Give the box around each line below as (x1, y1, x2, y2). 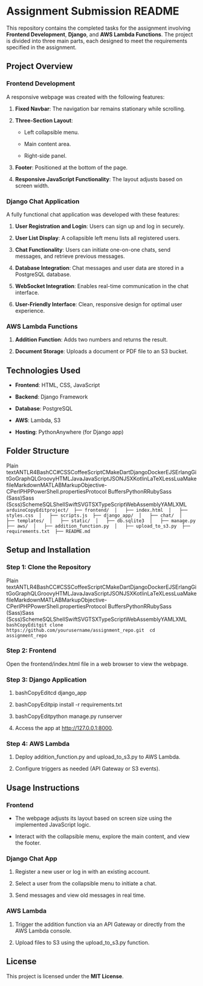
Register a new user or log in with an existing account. (14, 868, 150, 876)
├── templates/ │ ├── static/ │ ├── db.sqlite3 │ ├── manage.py (6, 517, 196, 524)
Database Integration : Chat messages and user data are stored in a (14, 264, 184, 271)
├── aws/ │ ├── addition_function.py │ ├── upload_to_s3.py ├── (6, 523, 190, 529)
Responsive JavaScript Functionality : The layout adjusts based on (14, 175, 183, 183)
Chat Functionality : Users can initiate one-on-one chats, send (14, 246, 171, 253)
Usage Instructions (6, 782, 80, 793)
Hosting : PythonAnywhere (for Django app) (14, 429, 124, 436)
